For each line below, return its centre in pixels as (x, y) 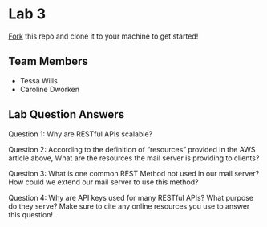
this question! (31, 214)
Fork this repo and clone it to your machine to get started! (103, 36)
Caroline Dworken (50, 89)
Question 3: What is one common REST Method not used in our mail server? (134, 173)
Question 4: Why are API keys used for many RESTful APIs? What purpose (131, 197)
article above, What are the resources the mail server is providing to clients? (134, 158)
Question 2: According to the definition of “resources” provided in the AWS (132, 149)
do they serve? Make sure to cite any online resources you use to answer (129, 206)
